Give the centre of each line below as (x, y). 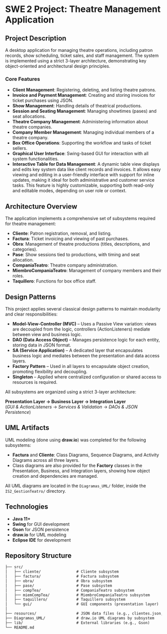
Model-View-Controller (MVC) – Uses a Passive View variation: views (84, 323)
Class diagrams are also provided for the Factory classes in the (77, 465)
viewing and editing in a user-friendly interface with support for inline (83, 175)
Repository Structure (39, 555)
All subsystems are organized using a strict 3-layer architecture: (71, 392)
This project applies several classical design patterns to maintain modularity (83, 309)
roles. (18, 276)
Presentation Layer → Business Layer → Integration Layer (66, 401)
